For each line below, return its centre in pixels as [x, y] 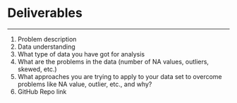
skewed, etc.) [37, 69]
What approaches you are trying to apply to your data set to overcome [120, 76]
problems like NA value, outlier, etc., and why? [85, 84]
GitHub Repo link [42, 91]
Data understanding [46, 47]
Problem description [47, 39]
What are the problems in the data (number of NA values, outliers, [113, 61]
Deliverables [45, 13]
